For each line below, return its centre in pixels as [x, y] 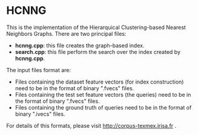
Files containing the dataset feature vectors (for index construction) [99, 82]
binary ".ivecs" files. [40, 114]
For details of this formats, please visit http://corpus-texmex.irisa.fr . [91, 125]
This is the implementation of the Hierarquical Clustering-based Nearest [96, 27]
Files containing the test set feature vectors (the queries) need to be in [103, 94]
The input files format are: [39, 70]
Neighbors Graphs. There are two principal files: [66, 33]
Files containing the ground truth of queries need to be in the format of [103, 107]
